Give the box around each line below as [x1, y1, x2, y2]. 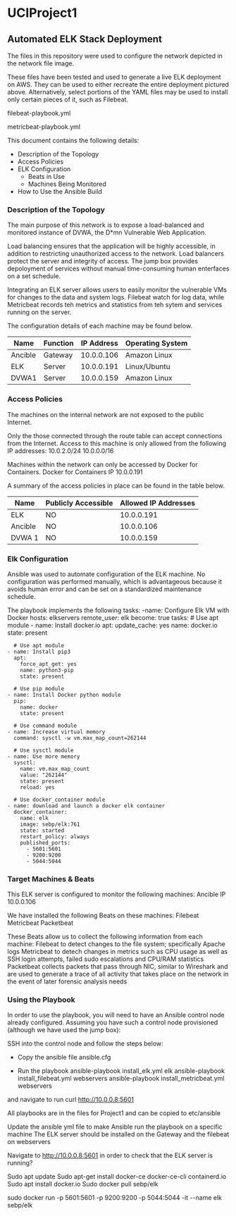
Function [43, 338, 74, 348]
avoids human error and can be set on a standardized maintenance [7, 585, 202, 593]
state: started [20, 826, 65, 834]
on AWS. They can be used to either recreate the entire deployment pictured [7, 80, 229, 89]
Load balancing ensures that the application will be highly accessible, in [7, 242, 216, 251]
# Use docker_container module [13, 796, 106, 803]
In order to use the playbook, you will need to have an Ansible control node [7, 1011, 225, 1019]
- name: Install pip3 [7, 648, 71, 655]
